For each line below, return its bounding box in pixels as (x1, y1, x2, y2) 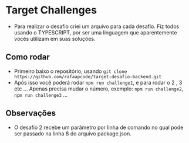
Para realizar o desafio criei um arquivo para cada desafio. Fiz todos (14, 23, 180, 30)
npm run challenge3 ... (14, 91, 68, 98)
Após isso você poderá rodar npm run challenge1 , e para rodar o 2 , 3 (14, 79, 183, 86)
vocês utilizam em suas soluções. (14, 35, 96, 42)
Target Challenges (5, 4, 97, 17)
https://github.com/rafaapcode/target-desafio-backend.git (14, 74, 162, 79)
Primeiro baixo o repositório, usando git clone (14, 68, 127, 75)
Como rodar (5, 52, 50, 62)
